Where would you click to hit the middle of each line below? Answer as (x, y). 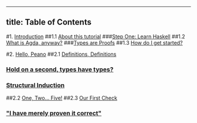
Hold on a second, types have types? (60, 69)
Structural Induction (35, 85)
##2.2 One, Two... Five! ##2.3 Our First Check (62, 98)
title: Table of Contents (49, 22)
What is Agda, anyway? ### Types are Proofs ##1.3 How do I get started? (94, 42)
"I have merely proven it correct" (54, 113)
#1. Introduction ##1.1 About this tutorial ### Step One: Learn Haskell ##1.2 (96, 36)
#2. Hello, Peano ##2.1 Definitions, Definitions (61, 54)
